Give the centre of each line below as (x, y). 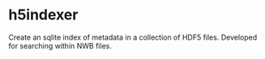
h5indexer (43, 15)
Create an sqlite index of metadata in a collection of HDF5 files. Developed (133, 37)
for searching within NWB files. (60, 45)
